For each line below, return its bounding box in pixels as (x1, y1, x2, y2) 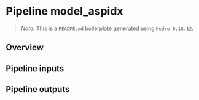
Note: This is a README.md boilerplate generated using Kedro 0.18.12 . (20, 25, 194, 32)
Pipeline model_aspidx (6, 4, 123, 18)
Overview (6, 42, 44, 53)
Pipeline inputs (6, 63, 64, 74)
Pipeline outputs (6, 84, 70, 94)
